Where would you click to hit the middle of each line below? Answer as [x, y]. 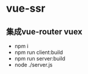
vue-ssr [26, 9]
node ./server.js [33, 65]
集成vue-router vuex [44, 31]
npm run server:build [40, 58]
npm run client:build [39, 52]
